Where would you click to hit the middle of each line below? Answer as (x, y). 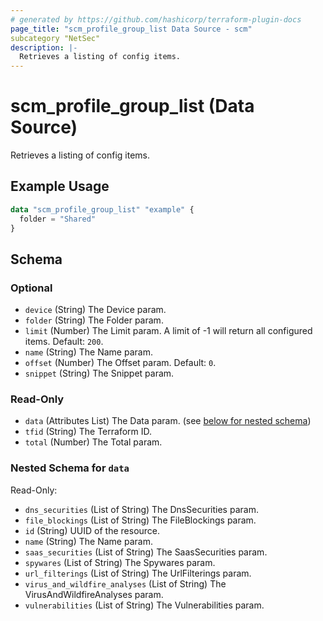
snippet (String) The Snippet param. (99, 373)
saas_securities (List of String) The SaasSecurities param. (146, 552)
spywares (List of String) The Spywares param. (120, 562)
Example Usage (60, 186)
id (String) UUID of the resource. (92, 530)
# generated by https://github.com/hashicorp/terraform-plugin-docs (156, 19)
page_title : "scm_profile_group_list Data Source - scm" (131, 29)
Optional (31, 288)
